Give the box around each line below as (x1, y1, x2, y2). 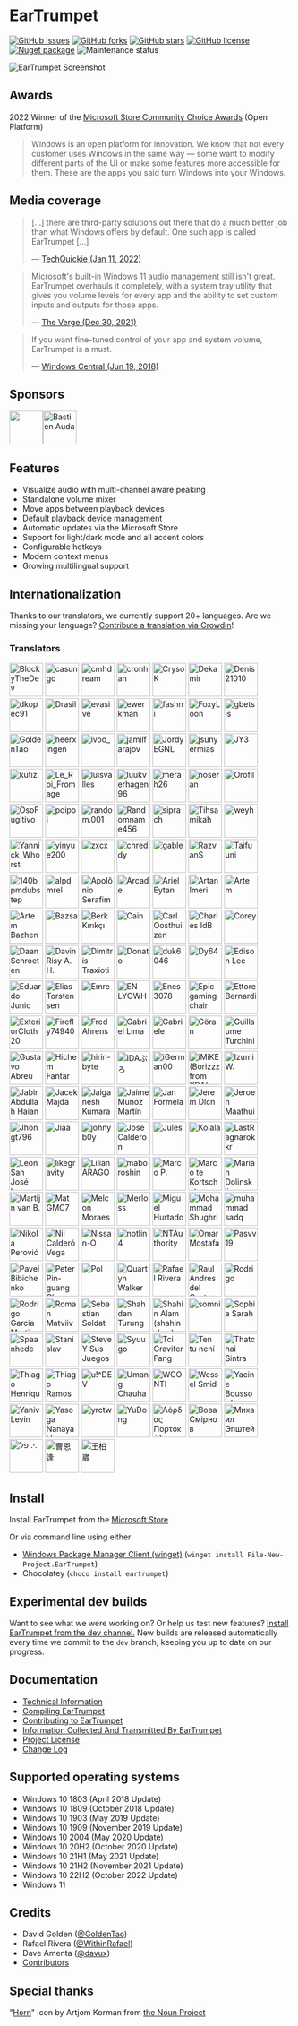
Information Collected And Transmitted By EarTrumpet (21, 1724, 222, 1735)
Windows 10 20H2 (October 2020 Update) (21, 1841, 179, 1851)
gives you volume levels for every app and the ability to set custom (30, 289, 278, 300)
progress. (9, 1646, 45, 1657)
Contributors (21, 1957, 70, 1968)
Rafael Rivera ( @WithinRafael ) (21, 1938, 133, 1949)
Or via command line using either (9, 1531, 132, 1542)
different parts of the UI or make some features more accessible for (30, 158, 280, 168)
